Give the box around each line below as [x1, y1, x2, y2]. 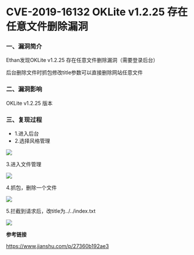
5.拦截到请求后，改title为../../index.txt [6, 208, 96, 215]
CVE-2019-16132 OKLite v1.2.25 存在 [6, 5, 188, 19]
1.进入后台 [14, 130, 39, 137]
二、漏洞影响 [6, 85, 43, 94]
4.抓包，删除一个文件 [6, 184, 57, 191]
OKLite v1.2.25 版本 [6, 99, 53, 106]
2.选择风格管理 [14, 137, 51, 144]
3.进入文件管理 [6, 161, 42, 168]
